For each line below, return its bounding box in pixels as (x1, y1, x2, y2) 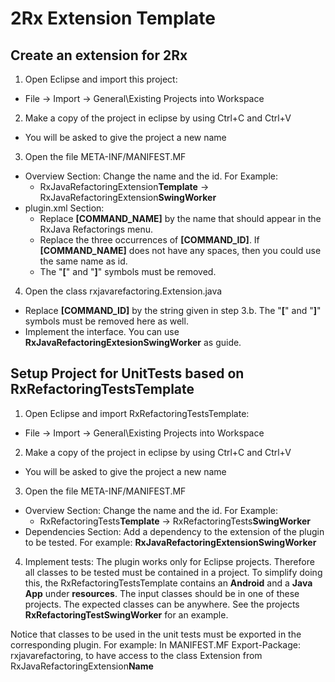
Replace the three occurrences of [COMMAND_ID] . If (39, 234, 260, 246)
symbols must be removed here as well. (24, 315, 189, 327)
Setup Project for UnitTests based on (10, 365, 245, 382)
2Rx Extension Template (10, 7, 217, 30)
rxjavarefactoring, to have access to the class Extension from (10, 649, 263, 661)
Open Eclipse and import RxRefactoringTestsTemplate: (24, 407, 250, 419)
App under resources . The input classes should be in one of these (24, 587, 300, 599)
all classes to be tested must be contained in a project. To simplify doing (24, 566, 323, 578)
